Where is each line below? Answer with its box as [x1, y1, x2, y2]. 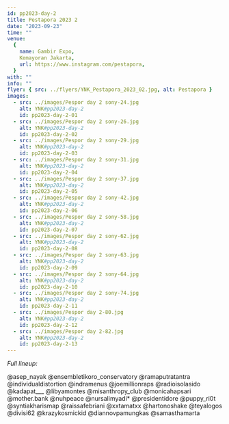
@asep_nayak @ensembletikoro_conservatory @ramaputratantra [7, 373, 191, 381]
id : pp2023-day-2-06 [19, 207, 78, 214]
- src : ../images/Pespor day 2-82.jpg [13, 328, 124, 335]
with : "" [7, 73, 32, 81]
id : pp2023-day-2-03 [19, 150, 78, 157]
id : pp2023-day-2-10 [19, 283, 78, 291]
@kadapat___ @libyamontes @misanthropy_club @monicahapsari [7, 387, 191, 395]
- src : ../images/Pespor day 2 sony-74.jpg [13, 290, 139, 297]
